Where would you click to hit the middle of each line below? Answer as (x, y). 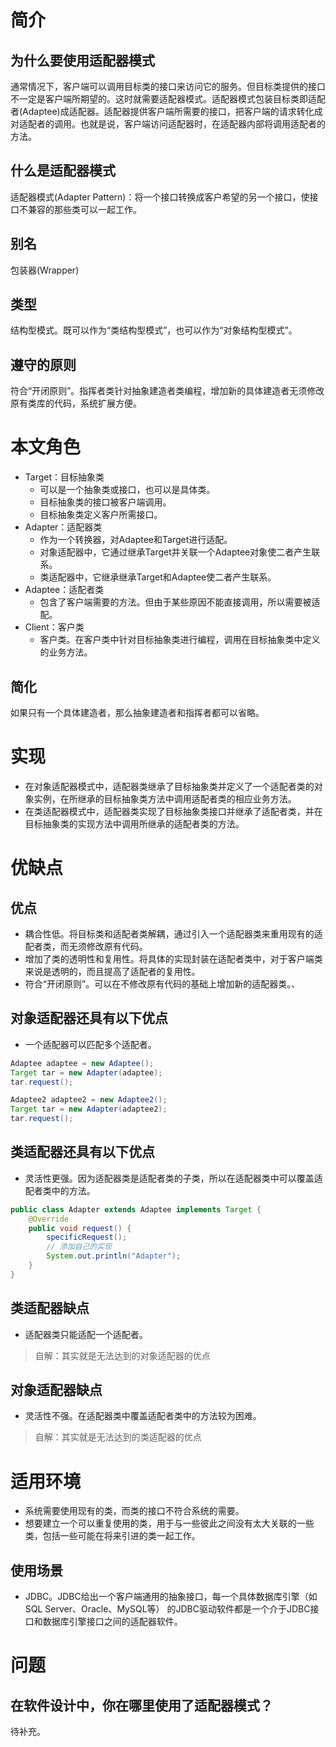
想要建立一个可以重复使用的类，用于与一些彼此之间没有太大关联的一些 (169, 1523)
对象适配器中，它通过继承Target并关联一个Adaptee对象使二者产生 (175, 552)
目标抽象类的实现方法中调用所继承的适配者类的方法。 (134, 823)
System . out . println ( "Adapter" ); (114, 1256)
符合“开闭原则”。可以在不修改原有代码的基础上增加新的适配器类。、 (162, 983)
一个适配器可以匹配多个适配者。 (90, 1044)
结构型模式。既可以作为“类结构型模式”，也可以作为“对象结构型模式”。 (154, 330)
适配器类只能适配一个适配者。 (86, 1334)
